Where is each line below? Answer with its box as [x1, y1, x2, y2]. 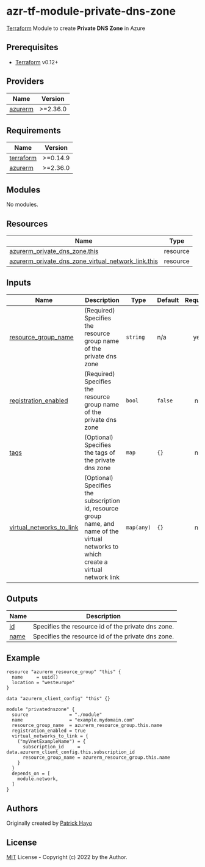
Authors [6, 803, 38, 814]
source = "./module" [12, 712, 103, 718]
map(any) [126, 524, 151, 531]
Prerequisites [6, 42, 59, 53]
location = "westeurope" [12, 680, 75, 686]
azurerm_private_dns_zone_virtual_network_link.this [9, 257, 159, 265]
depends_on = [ [12, 770, 51, 777]
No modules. [6, 201, 38, 208]
